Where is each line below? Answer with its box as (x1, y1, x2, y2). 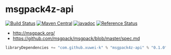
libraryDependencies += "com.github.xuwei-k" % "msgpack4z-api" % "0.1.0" (5, 45, 167, 50)
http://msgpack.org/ (12, 30, 55, 36)
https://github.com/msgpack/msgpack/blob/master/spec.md (12, 35, 140, 41)
